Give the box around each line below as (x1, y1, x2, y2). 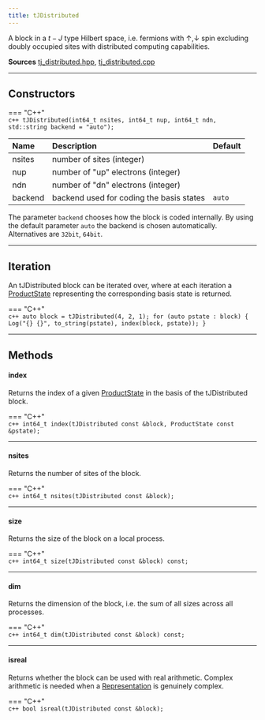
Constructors (8, 88, 76, 101)
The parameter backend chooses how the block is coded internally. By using (8, 212, 254, 222)
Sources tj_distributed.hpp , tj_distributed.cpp (8, 57, 155, 66)
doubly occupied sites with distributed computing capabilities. (8, 41, 211, 51)
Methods (8, 348, 54, 362)
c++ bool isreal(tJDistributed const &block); (8, 704, 164, 713)
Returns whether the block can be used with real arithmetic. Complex (8, 673, 233, 682)
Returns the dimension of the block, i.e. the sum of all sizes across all (8, 599, 233, 609)
